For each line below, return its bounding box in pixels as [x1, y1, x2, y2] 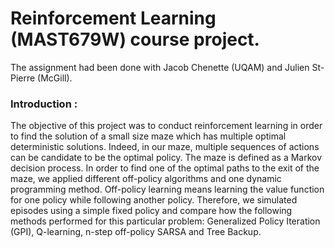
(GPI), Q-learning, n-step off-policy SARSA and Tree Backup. [10, 226, 262, 238]
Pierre [10, 72, 36, 84]
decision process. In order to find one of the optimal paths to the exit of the [10, 162, 320, 174]
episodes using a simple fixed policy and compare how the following [10, 205, 293, 217]
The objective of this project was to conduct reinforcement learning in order [10, 120, 323, 132]
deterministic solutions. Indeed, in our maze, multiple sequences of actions [10, 141, 320, 153]
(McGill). [37, 72, 73, 84]
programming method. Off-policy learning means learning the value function [10, 183, 325, 196]
